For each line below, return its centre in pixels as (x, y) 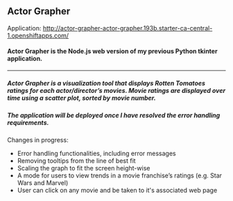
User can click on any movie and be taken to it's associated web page (117, 191)
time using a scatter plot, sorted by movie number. (81, 98)
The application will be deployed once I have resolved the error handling (114, 115)
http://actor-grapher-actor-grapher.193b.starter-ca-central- (128, 28)
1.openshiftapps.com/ (38, 35)
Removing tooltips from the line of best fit (77, 161)
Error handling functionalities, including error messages (96, 154)
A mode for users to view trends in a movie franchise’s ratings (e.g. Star (120, 175)
